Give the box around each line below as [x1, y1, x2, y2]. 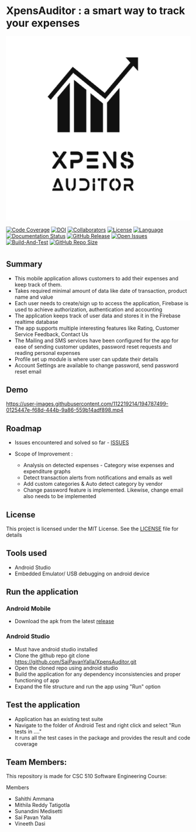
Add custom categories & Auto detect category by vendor [23, 481, 163, 488]
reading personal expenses [14, 349, 81, 356]
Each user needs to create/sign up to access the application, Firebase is [14, 299, 189, 306]
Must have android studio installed [14, 645, 98, 653]
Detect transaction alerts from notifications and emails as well [23, 474, 173, 481]
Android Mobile [6, 605, 51, 613]
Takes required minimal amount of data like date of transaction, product [14, 287, 187, 294]
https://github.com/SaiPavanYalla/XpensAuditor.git [14, 658, 137, 665]
